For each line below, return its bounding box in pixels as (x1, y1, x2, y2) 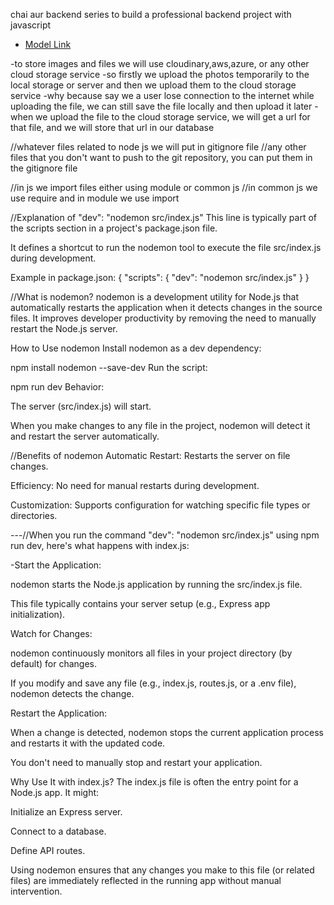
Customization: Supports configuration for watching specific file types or (10, 499, 311, 511)
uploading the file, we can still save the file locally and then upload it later (10, 100, 313, 112)
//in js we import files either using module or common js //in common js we (10, 182, 318, 193)
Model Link (24, 39, 72, 50)
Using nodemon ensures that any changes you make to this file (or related (10, 864, 315, 876)
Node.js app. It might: (10, 787, 100, 798)
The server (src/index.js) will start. (10, 400, 152, 412)
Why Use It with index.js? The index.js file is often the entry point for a (10, 776, 299, 788)
